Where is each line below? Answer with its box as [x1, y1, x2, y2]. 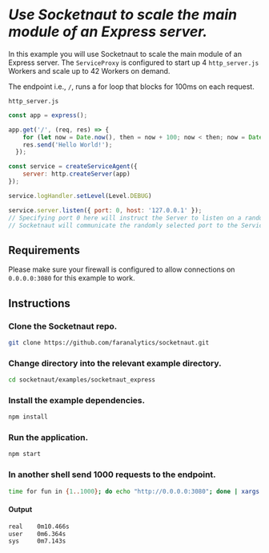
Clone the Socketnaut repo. [8, 321, 118, 332]
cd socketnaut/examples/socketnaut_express [8, 376, 156, 384]
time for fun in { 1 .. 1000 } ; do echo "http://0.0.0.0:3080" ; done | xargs [8, 487, 260, 495]
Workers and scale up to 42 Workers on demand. [8, 66, 171, 75]
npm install [8, 413, 48, 422]
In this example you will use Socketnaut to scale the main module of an [8, 49, 243, 59]
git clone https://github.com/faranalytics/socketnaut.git [8, 338, 210, 346]
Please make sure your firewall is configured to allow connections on [8, 264, 235, 274]
